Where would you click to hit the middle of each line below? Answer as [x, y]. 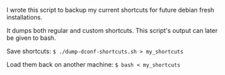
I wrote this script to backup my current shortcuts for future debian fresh [110, 10]
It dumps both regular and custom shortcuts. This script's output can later [112, 31]
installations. [25, 17]
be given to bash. [31, 38]
